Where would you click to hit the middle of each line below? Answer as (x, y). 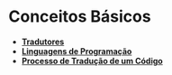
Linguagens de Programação (77, 51)
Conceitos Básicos (80, 17)
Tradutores (43, 42)
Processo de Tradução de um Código (92, 61)
